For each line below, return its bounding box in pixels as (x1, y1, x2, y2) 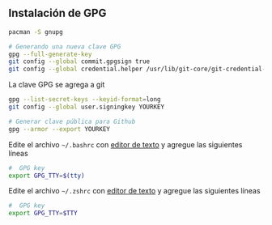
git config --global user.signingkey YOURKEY (8, 103, 164, 112)
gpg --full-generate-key (8, 50, 92, 58)
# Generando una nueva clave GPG (8, 42, 121, 51)
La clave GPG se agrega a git (8, 80, 105, 90)
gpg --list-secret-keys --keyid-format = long (8, 96, 161, 104)
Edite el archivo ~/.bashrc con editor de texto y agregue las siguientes (8, 139, 243, 149)
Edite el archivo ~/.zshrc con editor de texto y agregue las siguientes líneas (8, 186, 261, 196)
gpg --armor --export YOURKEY (8, 125, 111, 133)
